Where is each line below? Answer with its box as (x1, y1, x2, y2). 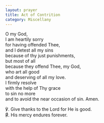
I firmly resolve (5, 80, 37, 86)
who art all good (5, 69, 40, 75)
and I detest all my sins (5, 47, 54, 54)
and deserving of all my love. (5, 75, 66, 81)
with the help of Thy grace (5, 85, 61, 91)
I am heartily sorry (5, 36, 44, 42)
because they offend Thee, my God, (5, 63, 81, 69)
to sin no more (5, 90, 36, 97)
